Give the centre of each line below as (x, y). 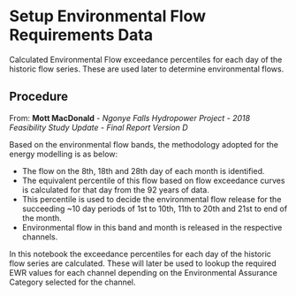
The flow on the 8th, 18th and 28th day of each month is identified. (143, 171)
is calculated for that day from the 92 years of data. (115, 190)
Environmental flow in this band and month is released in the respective (152, 227)
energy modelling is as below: (64, 154)
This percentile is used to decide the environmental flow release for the (152, 199)
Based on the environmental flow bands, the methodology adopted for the (144, 144)
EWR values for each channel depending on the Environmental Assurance (144, 272)
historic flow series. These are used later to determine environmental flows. (147, 69)
